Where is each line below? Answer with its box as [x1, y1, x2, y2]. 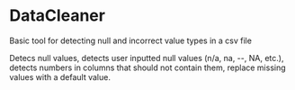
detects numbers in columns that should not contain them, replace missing [9, 62, 286, 73]
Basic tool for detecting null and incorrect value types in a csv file [9, 35, 252, 46]
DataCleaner [9, 5, 106, 26]
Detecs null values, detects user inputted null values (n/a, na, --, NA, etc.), [9, 52, 284, 63]
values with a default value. [9, 71, 111, 82]
